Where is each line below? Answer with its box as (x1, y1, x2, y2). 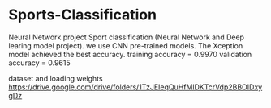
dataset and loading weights (8, 73, 103, 83)
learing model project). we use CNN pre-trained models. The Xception (8, 40, 243, 50)
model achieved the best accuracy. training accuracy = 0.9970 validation (8, 49, 252, 59)
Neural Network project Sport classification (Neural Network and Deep (8, 32, 245, 42)
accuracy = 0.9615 (8, 58, 71, 68)
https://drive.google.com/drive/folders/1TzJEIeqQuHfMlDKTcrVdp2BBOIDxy (8, 82, 263, 92)
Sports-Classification (8, 6, 157, 24)
